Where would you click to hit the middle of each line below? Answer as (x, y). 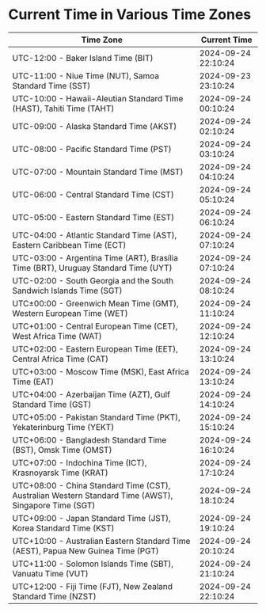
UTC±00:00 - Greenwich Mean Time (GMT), (96, 303)
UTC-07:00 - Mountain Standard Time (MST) (98, 172)
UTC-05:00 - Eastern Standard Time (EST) (93, 217)
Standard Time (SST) (51, 86)
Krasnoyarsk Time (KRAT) (60, 473)
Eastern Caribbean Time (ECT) (69, 245)
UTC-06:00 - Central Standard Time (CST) (93, 194)
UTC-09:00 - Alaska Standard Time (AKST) (95, 126)
